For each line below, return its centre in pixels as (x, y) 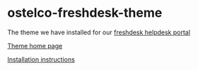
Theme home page (35, 45)
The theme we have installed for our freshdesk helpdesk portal (99, 32)
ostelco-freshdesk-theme (85, 13)
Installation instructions (41, 59)
